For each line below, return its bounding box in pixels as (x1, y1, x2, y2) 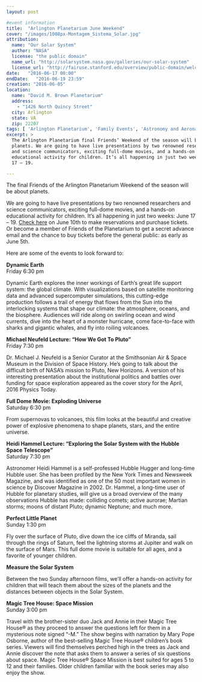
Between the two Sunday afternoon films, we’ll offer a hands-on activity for (6, 575, 192, 583)
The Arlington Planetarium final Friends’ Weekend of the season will (11, 137, 192, 143)
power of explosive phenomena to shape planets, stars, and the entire (6, 422, 180, 430)
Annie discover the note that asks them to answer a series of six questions (6, 650, 191, 657)
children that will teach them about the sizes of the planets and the (6, 582, 171, 589)
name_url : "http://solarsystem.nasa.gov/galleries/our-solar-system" (11, 58, 189, 65)
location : (6, 87, 31, 93)
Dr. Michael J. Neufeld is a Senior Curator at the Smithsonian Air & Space (6, 354, 187, 361)
